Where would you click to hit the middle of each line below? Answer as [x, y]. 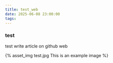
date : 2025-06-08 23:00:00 [33, 14]
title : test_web [22, 9]
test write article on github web [36, 46]
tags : [11, 18]
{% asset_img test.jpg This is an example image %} [57, 55]
